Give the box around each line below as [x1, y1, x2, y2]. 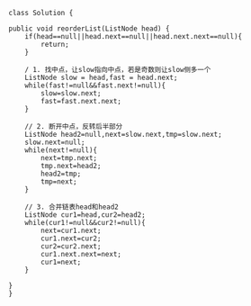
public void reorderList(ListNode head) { [8, 24, 170, 33]
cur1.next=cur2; [40, 234, 102, 243]
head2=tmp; [40, 169, 82, 178]
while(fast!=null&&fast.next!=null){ [24, 81, 166, 90]
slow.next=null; [24, 138, 86, 147]
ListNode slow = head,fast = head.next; [24, 73, 178, 82]
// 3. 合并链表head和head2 [24, 202, 119, 211]
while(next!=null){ [24, 146, 98, 155]
